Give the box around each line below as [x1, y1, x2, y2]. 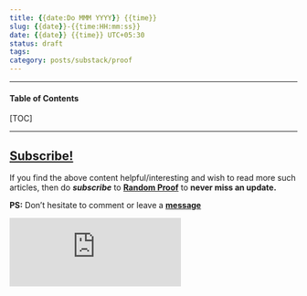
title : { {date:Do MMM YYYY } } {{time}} [9, 13, 157, 23]
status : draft [9, 38, 64, 48]
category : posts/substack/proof [9, 56, 132, 65]
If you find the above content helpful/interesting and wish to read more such [9, 173, 296, 184]
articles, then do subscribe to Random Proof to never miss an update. [9, 182, 277, 193]
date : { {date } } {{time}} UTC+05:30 [9, 30, 145, 39]
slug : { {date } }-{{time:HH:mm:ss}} [9, 22, 142, 31]
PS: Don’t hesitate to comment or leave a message [9, 200, 202, 211]
